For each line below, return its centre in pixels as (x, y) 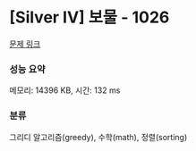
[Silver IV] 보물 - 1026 (89, 17)
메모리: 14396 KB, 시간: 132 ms (65, 90)
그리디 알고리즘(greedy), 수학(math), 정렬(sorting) (98, 137)
